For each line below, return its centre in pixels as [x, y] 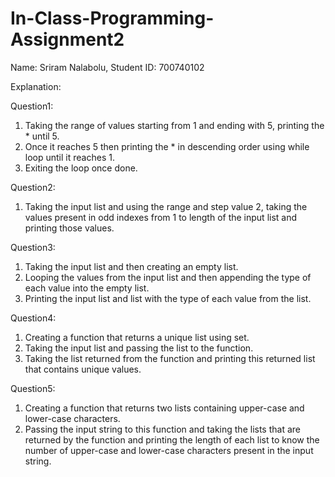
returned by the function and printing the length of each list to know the [172, 439]
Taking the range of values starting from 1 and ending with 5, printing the [174, 125]
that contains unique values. [83, 369]
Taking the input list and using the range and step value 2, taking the [166, 206]
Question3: [33, 247]
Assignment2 [67, 39]
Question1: [32, 106]
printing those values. [69, 228]
